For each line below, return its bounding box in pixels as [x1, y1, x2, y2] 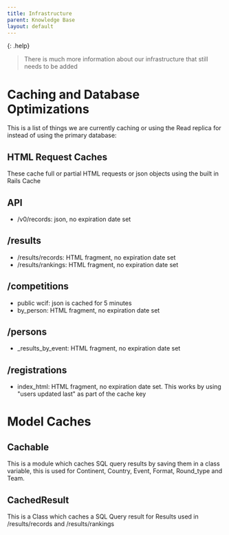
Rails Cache [7, 177, 41, 185]
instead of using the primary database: [7, 132, 117, 140]
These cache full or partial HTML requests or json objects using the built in [7, 169, 219, 178]
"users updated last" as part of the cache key [17, 390, 146, 398]
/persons [7, 326, 47, 337]
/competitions [7, 280, 69, 293]
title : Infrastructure [7, 10, 72, 17]
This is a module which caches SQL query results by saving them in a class [7, 459, 220, 468]
